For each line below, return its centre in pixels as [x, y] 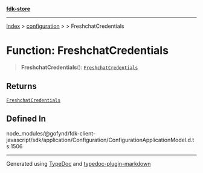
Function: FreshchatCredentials [88, 51]
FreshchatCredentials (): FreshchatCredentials [79, 67]
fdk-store [18, 9]
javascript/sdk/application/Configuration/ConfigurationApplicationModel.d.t [100, 140]
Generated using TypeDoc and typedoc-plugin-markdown [79, 163]
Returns [22, 86]
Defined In [26, 119]
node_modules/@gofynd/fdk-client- [51, 133]
